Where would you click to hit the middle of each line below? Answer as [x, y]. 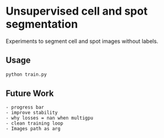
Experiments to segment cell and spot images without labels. [82, 41]
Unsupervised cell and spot [77, 11]
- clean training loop [34, 123]
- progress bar [25, 107]
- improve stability [32, 113]
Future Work [30, 94]
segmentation [42, 24]
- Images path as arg [33, 129]
